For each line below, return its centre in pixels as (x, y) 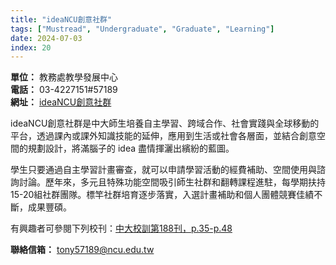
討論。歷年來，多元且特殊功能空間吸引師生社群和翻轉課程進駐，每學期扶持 (172, 182)
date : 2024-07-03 (46, 38)
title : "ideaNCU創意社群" (61, 19)
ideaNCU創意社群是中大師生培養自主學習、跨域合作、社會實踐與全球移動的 (165, 123)
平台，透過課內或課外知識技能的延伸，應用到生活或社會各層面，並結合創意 (163, 136)
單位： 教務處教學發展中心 (64, 77)
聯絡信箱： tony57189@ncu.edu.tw (82, 250)
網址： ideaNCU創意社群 (61, 102)
